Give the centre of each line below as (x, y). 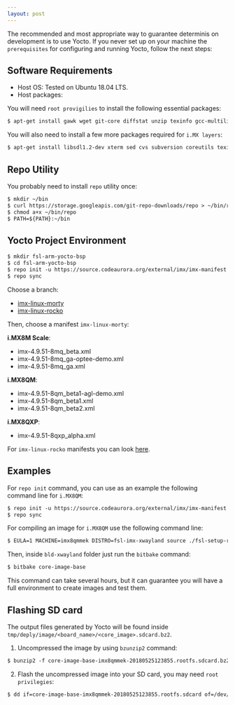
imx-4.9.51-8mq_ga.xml (51, 366)
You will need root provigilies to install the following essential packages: (114, 109)
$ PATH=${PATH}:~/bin (39, 219)
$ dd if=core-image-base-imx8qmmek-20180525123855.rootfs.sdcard (104, 694)
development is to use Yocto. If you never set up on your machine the (107, 41)
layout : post (26, 14)
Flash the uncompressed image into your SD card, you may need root (118, 674)
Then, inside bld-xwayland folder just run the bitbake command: (99, 554)
